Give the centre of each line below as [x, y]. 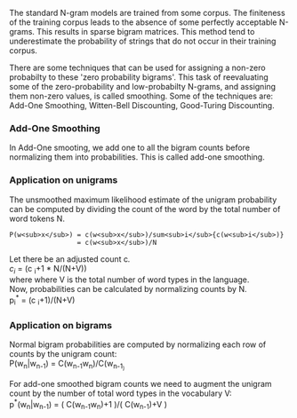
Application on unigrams [64, 180]
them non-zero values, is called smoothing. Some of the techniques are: [141, 96]
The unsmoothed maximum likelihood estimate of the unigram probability [143, 200]
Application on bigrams [61, 325]
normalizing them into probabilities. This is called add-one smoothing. [137, 157]
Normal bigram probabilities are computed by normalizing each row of [138, 344]
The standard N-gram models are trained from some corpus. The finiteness [148, 13]
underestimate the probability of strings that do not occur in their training [143, 41]
